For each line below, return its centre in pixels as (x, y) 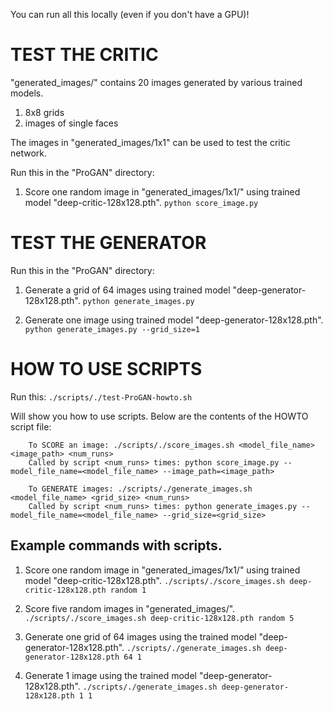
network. (29, 153)
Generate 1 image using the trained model (110, 675)
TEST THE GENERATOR (108, 243)
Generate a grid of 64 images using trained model (127, 290)
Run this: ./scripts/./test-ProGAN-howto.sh (101, 396)
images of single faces (71, 123)
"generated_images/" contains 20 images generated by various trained (156, 82)
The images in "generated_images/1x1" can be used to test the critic (150, 142)
